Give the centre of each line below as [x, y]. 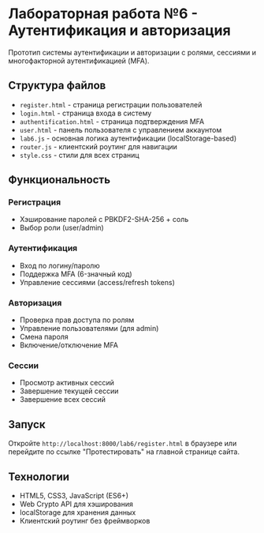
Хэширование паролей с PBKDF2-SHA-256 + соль [104, 220]
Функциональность [59, 180]
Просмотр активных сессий [67, 383]
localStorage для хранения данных [78, 512]
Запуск [27, 424]
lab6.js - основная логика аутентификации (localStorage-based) [128, 138]
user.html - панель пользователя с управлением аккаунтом [121, 129]
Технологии [39, 477]
